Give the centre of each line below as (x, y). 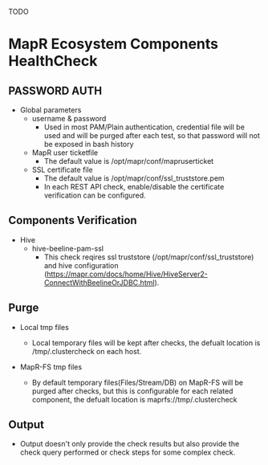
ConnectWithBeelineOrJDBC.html (99, 282)
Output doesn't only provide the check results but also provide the (130, 444)
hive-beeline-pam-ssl (68, 248)
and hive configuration (81, 265)
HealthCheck (53, 61)
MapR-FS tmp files (51, 367)
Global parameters (51, 110)
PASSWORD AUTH (55, 90)
